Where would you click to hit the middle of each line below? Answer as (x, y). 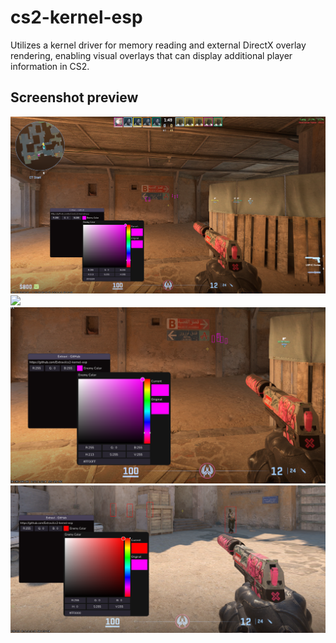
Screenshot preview (74, 97)
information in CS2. (50, 66)
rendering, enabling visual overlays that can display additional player (151, 55)
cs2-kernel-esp (76, 17)
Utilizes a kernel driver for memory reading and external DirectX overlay (158, 45)
